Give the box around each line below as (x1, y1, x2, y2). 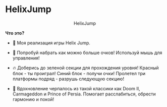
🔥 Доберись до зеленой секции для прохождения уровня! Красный (12, 65, 159, 71)
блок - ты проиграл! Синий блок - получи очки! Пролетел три (12, 70, 146, 76)
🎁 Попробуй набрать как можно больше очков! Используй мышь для (12, 49, 162, 56)
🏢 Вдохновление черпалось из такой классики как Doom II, (12, 85, 140, 91)
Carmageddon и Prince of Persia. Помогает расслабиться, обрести (12, 91, 156, 97)
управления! (12, 55, 40, 61)
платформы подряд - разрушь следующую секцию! (12, 76, 125, 82)
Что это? (5, 30, 25, 36)
